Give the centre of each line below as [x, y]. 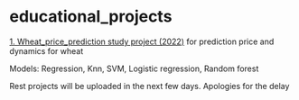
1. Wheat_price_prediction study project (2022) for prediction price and [142, 41]
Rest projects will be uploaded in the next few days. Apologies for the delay [149, 86]
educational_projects [91, 17]
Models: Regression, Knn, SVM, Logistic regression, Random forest [134, 68]
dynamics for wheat [47, 50]
